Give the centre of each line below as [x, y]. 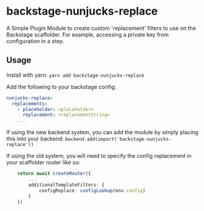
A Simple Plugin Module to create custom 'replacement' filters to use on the [101, 28]
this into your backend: [35, 139]
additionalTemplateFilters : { [66, 185]
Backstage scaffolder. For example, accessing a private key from [88, 34]
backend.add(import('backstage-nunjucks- [118, 139]
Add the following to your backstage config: [62, 87]
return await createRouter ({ [54, 174]
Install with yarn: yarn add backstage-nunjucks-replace [76, 75]
